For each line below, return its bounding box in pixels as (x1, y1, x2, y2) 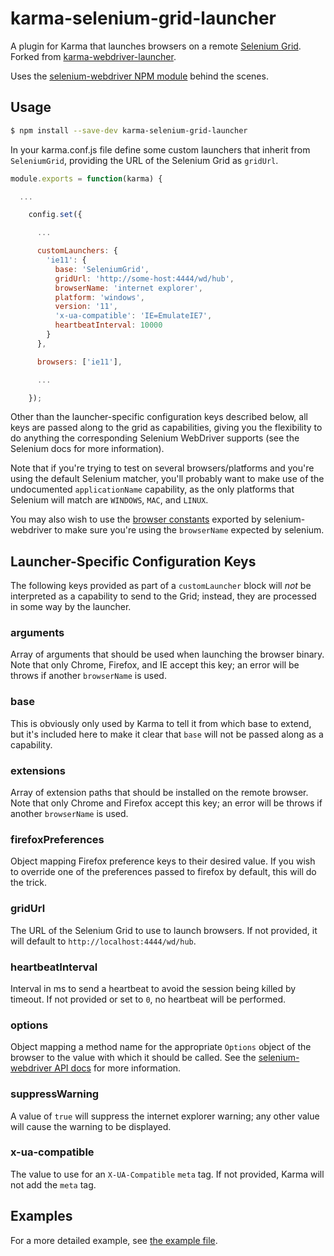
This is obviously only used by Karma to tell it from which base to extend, (10, 717, 312, 729)
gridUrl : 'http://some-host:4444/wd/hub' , (54, 273, 235, 284)
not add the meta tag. (10, 1178, 97, 1191)
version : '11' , (54, 302, 118, 312)
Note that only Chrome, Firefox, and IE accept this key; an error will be (10, 659, 300, 671)
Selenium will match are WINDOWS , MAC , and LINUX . (10, 494, 209, 506)
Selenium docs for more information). (10, 443, 165, 455)
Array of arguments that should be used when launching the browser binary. (10, 648, 325, 661)
